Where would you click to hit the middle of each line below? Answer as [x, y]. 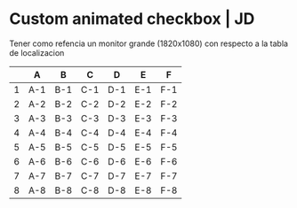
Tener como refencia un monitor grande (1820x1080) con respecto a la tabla [149, 43]
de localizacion [37, 52]
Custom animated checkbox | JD [132, 19]
